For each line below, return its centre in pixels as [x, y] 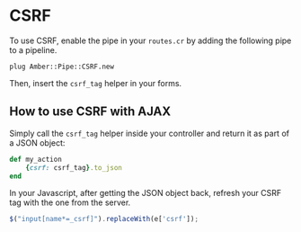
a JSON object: [37, 143]
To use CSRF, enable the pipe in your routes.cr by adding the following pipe [150, 40]
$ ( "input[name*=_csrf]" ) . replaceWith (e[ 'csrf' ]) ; [104, 219]
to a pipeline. [33, 49]
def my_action [36, 159]
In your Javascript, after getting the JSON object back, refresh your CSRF [146, 193]
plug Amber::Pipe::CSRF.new [62, 67]
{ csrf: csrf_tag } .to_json [74, 167]
